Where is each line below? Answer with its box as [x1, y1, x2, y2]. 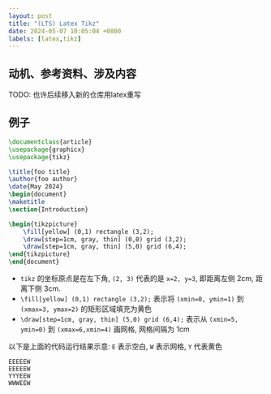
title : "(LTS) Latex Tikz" [8, 19, 100, 28]
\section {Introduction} [8, 205, 89, 214]
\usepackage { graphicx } [8, 145, 85, 154]
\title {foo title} [8, 167, 71, 175]
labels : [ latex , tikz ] [8, 34, 82, 43]
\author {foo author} [8, 175, 79, 184]
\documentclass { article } [8, 137, 92, 146]
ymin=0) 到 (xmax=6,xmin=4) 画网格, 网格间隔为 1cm [19, 324, 190, 334]
